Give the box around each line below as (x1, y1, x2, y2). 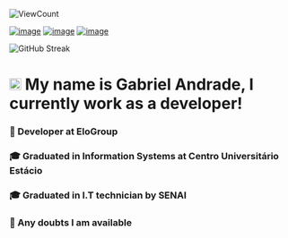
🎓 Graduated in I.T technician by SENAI (9, 189, 187, 201)
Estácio (9, 165, 43, 177)
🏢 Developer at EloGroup (9, 125, 118, 138)
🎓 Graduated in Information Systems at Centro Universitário (9, 150, 280, 163)
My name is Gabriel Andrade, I (24, 74, 254, 95)
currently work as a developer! (9, 94, 243, 114)
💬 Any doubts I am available (9, 216, 133, 228)
